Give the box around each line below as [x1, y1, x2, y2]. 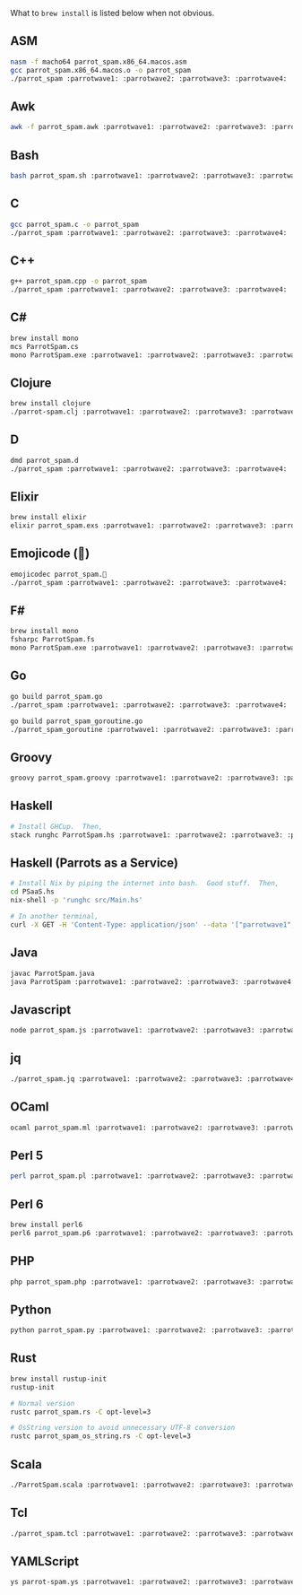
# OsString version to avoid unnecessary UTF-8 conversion [10, 1424, 236, 1433]
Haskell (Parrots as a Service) [10, 856, 178, 871]
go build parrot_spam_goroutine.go [10, 717, 143, 726]
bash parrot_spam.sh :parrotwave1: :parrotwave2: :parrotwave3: [10, 170, 255, 180]
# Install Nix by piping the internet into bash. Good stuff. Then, [10, 879, 280, 888]
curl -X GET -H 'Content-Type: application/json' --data [10, 920, 228, 929]
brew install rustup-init [10, 1374, 107, 1383]
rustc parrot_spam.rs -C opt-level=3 [10, 1408, 151, 1416]
